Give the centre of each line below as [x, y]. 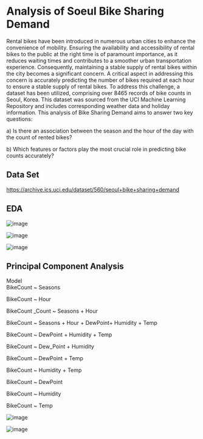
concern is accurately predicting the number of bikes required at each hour [101, 80]
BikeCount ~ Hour [29, 299]
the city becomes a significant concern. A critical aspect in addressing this [100, 73]
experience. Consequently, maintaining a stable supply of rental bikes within [102, 67]
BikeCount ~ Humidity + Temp [44, 370]
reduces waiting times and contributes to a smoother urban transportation [99, 60]
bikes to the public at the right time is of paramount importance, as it [92, 54]
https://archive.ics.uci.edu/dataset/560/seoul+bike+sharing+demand [93, 189]
